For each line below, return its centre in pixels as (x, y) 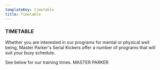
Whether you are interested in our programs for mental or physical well (77, 42)
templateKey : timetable (30, 10)
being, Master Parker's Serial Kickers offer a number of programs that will (80, 47)
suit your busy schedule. (30, 53)
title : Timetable (23, 14)
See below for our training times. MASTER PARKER (57, 62)
